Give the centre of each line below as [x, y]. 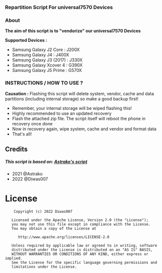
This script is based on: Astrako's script [46, 161]
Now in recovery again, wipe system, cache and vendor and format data [84, 129]
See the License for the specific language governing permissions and [84, 262]
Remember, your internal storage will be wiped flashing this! [72, 108]
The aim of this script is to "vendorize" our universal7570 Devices [73, 31]
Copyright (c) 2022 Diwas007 [43, 211]
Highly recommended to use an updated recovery [62, 113]
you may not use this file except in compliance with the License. [81, 224]
